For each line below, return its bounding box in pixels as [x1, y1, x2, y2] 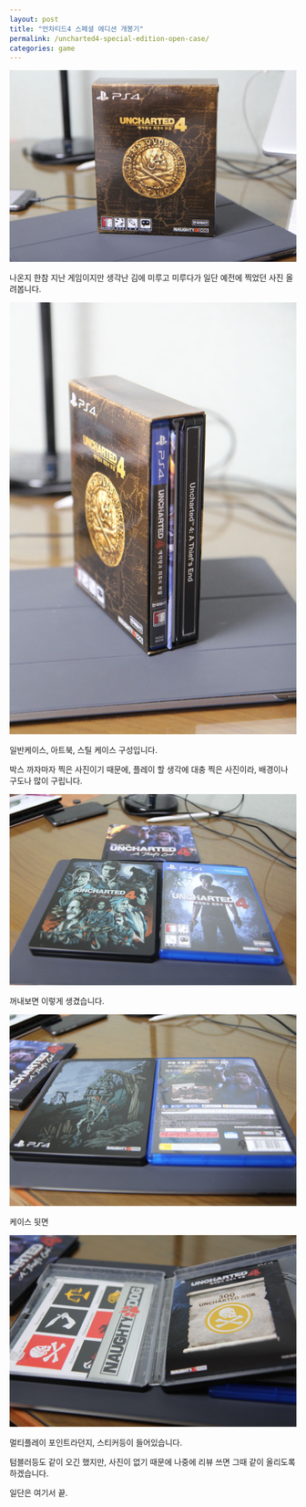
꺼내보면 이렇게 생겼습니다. [9, 996, 105, 1007]
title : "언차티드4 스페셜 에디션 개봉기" [9, 24, 144, 34]
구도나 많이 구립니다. [9, 775, 83, 786]
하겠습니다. [9, 1468, 49, 1479]
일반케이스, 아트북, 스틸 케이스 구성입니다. [9, 744, 158, 755]
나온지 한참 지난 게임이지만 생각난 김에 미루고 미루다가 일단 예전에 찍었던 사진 [9, 272, 284, 283]
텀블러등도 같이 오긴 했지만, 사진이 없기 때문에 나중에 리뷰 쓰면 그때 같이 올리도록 [9, 1456, 296, 1467]
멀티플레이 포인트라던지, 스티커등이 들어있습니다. [9, 1437, 183, 1448]
